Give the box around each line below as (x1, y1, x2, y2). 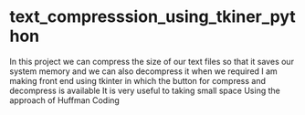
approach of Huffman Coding (9, 94, 121, 106)
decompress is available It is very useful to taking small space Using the (9, 85, 280, 96)
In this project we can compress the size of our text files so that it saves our (9, 56, 295, 67)
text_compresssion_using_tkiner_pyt (9, 6, 296, 27)
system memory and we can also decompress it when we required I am (9, 66, 279, 77)
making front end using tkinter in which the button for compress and (9, 75, 267, 86)
